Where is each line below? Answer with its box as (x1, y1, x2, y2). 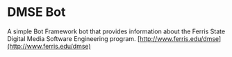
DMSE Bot (7, 4, 66, 20)
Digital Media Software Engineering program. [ (7, 34, 140, 42)
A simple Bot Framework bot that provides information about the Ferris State (7, 27, 226, 35)
